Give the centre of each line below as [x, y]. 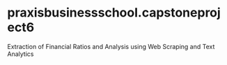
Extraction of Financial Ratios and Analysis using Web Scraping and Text [111, 46]
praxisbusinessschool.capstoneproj [114, 13]
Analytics [21, 54]
